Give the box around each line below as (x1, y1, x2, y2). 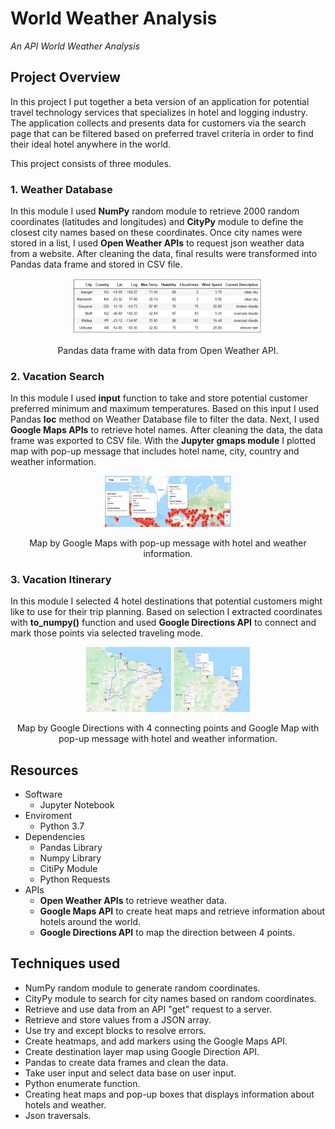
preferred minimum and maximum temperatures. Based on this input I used (10, 403, 320, 415)
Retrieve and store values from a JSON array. (24, 1013, 212, 1026)
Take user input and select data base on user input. (24, 1067, 237, 1079)
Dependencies (24, 830, 86, 842)
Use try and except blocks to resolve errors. (24, 1024, 207, 1036)
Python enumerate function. (24, 1077, 141, 1089)
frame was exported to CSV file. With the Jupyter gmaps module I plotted (10, 435, 317, 447)
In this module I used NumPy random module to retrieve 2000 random (10, 205, 300, 217)
